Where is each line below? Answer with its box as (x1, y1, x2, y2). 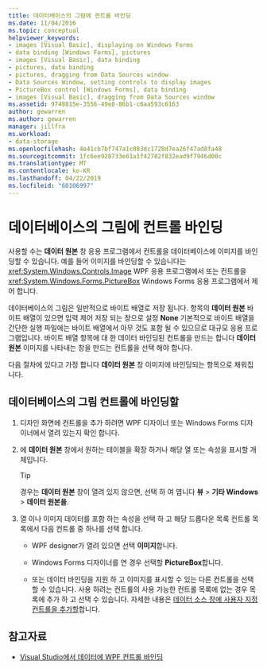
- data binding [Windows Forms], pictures (8, 49, 151, 56)
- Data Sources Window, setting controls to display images (8, 78, 212, 86)
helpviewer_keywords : (8, 33, 80, 42)
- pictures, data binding (8, 64, 94, 72)
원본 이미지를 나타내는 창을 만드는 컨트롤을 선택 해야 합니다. (8, 343, 193, 352)
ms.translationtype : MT (8, 160, 87, 168)
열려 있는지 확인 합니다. (47, 427, 120, 438)
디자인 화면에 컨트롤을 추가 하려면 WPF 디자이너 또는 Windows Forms (19, 418, 238, 427)
